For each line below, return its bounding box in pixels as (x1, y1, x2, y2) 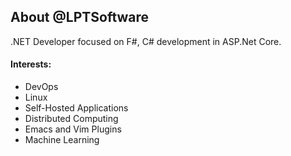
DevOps (24, 81, 59, 93)
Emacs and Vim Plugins (24, 123, 122, 135)
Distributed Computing (24, 113, 119, 125)
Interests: (10, 58, 52, 70)
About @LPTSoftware (10, 9, 150, 26)
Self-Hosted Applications (24, 102, 129, 114)
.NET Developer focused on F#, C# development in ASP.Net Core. (10, 35, 282, 47)
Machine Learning (24, 134, 100, 146)
